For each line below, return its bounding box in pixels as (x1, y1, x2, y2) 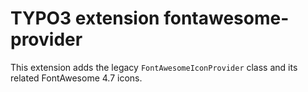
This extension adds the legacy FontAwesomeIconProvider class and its (10, 61, 298, 73)
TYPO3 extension (10, 7, 160, 30)
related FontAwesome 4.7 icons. (10, 72, 143, 84)
